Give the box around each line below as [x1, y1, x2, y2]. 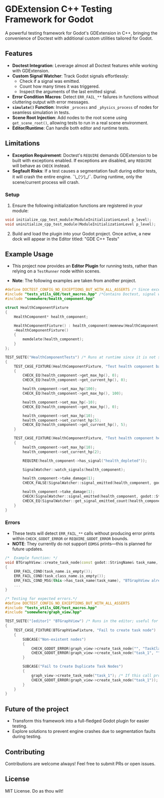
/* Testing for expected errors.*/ [5, 596, 78, 601]
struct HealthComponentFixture [5, 305, 69, 310]
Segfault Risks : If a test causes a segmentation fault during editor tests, [12, 168, 157, 174]
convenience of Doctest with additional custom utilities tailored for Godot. [5, 35, 153, 41]
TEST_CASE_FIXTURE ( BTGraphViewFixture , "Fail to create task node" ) [14, 628, 156, 633]
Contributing [5, 748, 45, 756]
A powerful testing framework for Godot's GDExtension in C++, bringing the [5, 30, 158, 36]
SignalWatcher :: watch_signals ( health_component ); [22, 467, 125, 472]
